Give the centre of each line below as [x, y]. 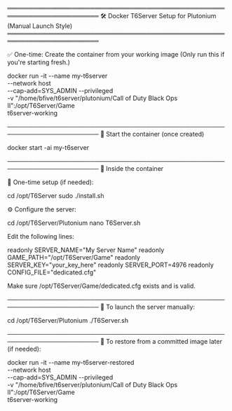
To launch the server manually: [150, 307]
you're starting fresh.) [39, 62]
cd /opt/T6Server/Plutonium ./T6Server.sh [68, 320]
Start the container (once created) [155, 134]
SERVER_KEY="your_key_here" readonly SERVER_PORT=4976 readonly [110, 265]
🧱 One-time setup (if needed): [50, 182]
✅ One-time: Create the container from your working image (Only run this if [116, 54]
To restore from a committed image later [164, 341]
